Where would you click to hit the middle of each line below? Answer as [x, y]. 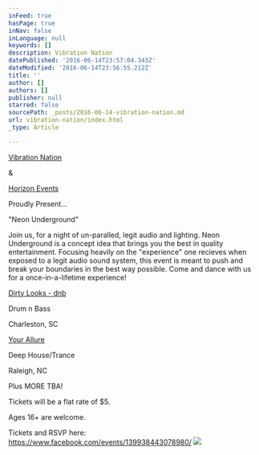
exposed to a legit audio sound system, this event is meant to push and [125, 260]
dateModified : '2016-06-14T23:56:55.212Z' [80, 68]
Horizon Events [34, 188]
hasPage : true [32, 23]
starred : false [34, 105]
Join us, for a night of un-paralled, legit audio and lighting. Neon [114, 235]
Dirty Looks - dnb [37, 292]
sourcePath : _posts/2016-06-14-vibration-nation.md [96, 113]
